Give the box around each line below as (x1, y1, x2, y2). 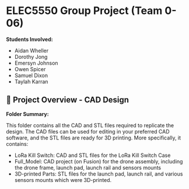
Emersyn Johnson (14, 60, 58, 66)
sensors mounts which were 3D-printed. (14, 176, 112, 183)
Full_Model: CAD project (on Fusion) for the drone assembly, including (14, 157, 183, 164)
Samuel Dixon (14, 72, 48, 79)
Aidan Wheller (14, 47, 49, 54)
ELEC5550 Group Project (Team (6, 4, 163, 17)
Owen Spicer (14, 65, 46, 72)
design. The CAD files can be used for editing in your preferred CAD (6, 128, 170, 135)
